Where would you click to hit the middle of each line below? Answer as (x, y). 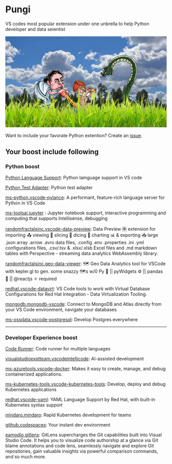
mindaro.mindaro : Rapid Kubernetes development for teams (68, 415)
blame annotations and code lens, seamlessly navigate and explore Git (80, 446)
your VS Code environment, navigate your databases (61, 310)
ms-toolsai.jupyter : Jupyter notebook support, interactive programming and (86, 213)
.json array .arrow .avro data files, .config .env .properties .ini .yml (75, 243)
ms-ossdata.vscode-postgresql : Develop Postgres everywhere (72, 320)
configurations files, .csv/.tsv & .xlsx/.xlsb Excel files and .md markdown (81, 248)
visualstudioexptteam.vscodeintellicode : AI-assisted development (75, 359)
